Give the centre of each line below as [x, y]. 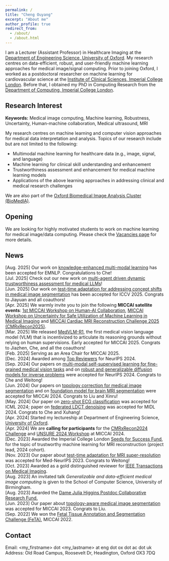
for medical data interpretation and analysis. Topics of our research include [83, 138]
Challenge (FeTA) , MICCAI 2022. [39, 520]
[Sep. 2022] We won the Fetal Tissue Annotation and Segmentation [75, 514]
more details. [19, 240]
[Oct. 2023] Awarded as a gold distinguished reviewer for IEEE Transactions [84, 466]
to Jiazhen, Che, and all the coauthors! [45, 348]
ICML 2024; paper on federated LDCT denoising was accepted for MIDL [80, 407]
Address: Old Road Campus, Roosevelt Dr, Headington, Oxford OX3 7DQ [80, 553]
